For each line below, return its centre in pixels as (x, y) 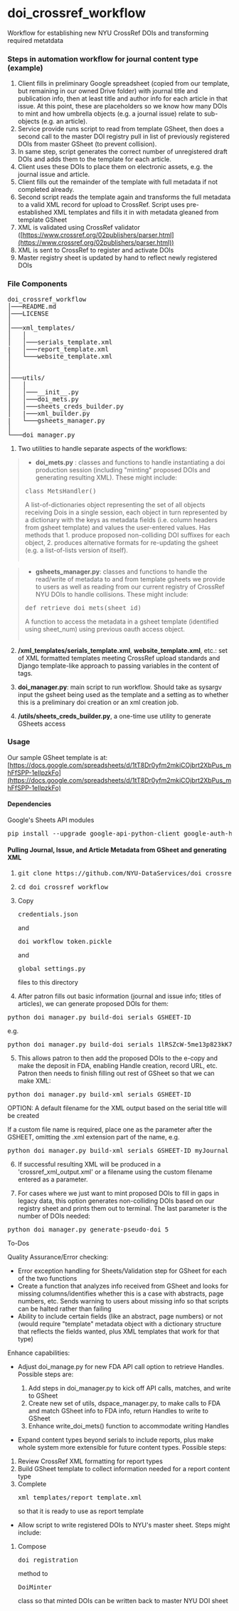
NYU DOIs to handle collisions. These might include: (112, 594)
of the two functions (47, 1279)
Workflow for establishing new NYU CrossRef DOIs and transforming (108, 33)
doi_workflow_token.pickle (65, 942)
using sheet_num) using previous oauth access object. (105, 629)
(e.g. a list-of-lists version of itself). (76, 550)
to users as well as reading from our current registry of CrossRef (130, 586)
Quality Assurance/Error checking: (58, 1257)
